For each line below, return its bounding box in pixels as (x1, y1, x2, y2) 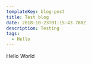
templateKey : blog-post (6, 8, 65, 15)
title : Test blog (6, 14, 49, 20)
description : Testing (6, 25, 60, 31)
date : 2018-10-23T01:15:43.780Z (6, 20, 86, 25)
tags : (6, 31, 20, 37)
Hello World (6, 53, 35, 59)
